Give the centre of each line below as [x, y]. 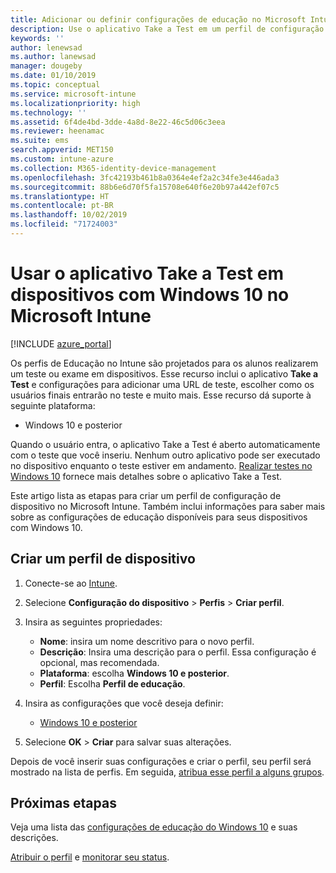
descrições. [34, 838]
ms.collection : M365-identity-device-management [113, 168]
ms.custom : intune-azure [62, 159]
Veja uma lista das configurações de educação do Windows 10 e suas [154, 827]
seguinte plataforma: [53, 405]
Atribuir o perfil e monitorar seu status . [90, 857]
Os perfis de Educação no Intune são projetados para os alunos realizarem [164, 363]
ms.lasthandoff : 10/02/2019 [69, 215]
